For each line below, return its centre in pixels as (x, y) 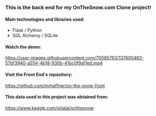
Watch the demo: (23, 47)
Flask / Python (27, 30)
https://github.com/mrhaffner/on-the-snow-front (55, 85)
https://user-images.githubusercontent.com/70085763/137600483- (75, 58)
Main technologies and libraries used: (45, 19)
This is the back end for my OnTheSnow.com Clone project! (78, 7)
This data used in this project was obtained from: (57, 97)
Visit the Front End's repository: (39, 74)
